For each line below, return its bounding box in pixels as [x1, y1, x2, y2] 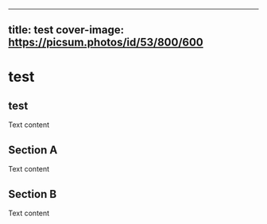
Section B [8, 187, 57, 201]
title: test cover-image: [8, 23, 125, 37]
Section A [8, 143, 58, 156]
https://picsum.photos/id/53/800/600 [8, 36, 204, 49]
